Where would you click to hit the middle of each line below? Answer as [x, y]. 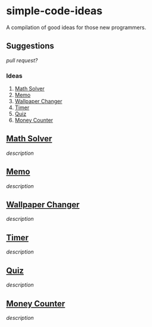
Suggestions [30, 46]
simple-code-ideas [54, 11]
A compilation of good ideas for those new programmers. [76, 27]
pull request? [22, 60]
